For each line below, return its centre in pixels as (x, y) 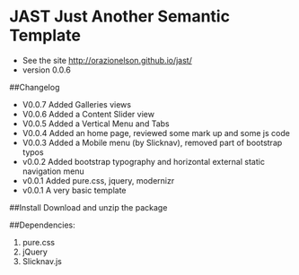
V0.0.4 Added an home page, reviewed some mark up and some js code (156, 133)
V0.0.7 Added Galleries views (77, 104)
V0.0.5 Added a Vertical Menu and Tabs (96, 124)
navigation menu (53, 171)
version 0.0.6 (47, 70)
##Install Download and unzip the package (88, 207)
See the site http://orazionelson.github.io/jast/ (107, 60)
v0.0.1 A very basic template (74, 190)
